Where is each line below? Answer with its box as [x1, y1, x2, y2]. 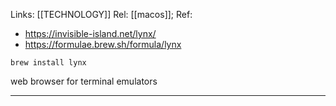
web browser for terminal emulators [10, 75, 158, 87]
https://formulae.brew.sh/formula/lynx [24, 39, 182, 50]
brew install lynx [10, 58, 87, 68]
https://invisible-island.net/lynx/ [24, 28, 157, 39]
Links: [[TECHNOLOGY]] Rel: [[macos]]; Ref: [10, 9, 193, 20]
